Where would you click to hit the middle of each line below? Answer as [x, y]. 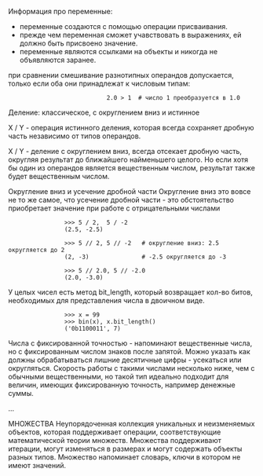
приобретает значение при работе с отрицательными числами [114, 208]
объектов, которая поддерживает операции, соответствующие [115, 432]
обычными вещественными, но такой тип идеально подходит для [119, 377]
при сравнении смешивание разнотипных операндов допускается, [121, 75]
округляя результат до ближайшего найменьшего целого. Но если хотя [128, 159]
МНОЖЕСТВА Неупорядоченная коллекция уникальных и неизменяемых [131, 424]
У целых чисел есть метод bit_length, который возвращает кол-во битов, [130, 292]
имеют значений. [37, 465]
